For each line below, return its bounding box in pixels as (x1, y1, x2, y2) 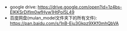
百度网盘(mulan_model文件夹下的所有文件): (9, 15, 97, 21)
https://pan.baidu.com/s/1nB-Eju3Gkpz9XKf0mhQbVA (9, 20, 119, 26)
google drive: (9, 4, 37, 10)
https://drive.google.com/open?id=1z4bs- (37, 4, 122, 10)
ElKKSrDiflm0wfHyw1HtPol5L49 (9, 9, 75, 15)
